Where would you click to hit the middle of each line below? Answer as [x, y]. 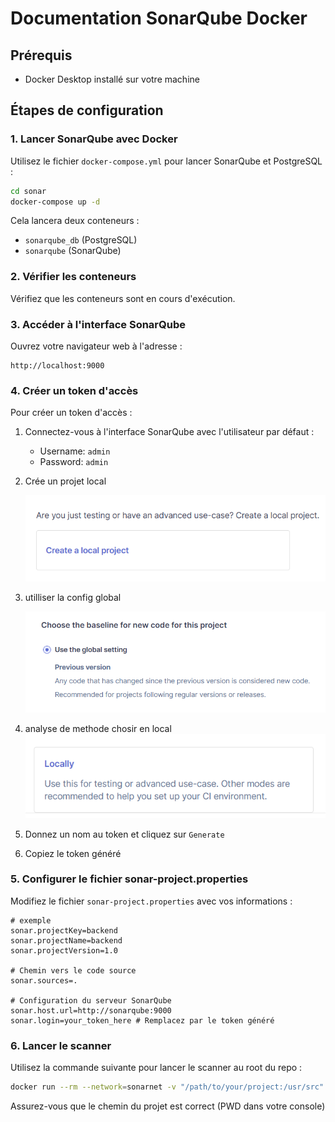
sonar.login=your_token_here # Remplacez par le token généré [142, 1020]
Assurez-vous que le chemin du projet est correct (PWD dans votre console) [168, 1106]
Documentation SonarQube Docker [159, 18]
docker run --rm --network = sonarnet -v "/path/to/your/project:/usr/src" [167, 1087]
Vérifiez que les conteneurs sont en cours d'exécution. [123, 298]
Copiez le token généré [73, 853]
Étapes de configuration [87, 110]
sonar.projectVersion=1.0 [64, 950]
